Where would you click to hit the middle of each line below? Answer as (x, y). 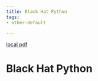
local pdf (17, 44)
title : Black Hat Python (37, 12)
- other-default (26, 22)
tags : (13, 17)
